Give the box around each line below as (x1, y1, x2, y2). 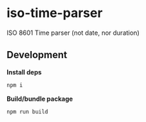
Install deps (6, 67, 42, 76)
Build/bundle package (6, 94, 74, 103)
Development (6, 49, 68, 61)
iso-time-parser (6, 5, 103, 21)
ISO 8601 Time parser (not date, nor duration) (6, 28, 140, 37)
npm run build (6, 108, 49, 115)
